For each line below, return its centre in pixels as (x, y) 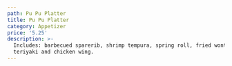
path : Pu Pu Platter (37, 13)
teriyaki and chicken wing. (54, 52)
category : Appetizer (37, 26)
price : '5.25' (28, 33)
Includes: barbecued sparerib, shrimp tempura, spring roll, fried (113, 45)
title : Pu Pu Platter (38, 20)
